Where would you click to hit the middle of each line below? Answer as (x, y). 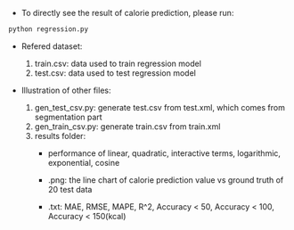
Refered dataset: (52, 46)
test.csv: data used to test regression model (115, 73)
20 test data (70, 189)
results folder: (60, 136)
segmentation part (69, 117)
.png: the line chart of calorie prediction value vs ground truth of (166, 180)
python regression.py (49, 29)
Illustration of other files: (66, 90)
